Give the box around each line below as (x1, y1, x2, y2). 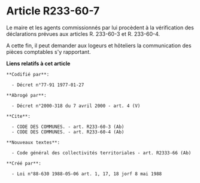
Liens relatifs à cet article (6, 60, 71, 67)
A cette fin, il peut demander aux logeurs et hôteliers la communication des (6, 42, 192, 49)
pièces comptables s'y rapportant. (6, 48, 91, 55)
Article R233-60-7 (6, 4, 100, 18)
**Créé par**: (6, 160, 42, 166)
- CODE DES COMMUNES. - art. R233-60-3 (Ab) (11, 124, 125, 130)
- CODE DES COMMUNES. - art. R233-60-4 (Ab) (11, 129, 125, 135)
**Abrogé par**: (6, 92, 47, 98)
